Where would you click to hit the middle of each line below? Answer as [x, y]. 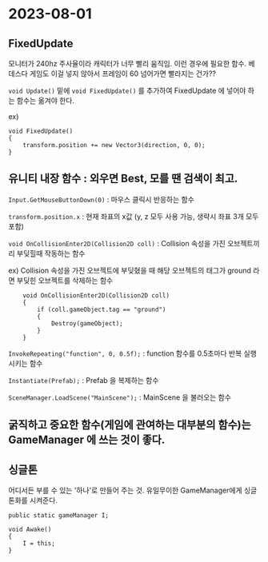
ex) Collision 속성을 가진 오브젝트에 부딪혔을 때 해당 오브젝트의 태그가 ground [130, 270]
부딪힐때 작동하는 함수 [51, 253]
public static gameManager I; [59, 516]
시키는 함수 [26, 363]
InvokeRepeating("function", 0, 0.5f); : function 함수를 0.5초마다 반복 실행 [133, 353]
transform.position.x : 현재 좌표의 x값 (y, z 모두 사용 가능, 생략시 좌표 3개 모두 [134, 216]
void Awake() [30, 530]
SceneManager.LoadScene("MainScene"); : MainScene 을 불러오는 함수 [120, 397]
